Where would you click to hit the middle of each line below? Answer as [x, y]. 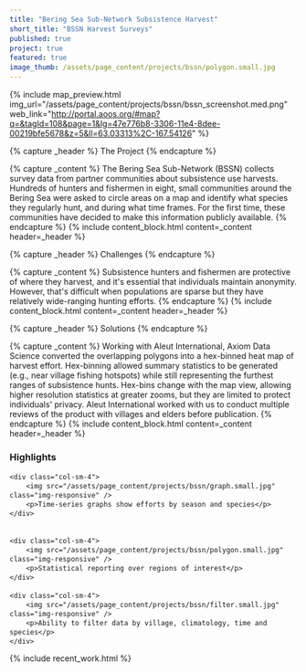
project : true [37, 48]
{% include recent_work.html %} [71, 658]
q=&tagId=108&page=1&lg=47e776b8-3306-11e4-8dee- [115, 124]
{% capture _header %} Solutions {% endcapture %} [109, 328]
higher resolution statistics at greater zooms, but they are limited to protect [150, 394]
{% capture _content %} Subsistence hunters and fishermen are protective [150, 272]
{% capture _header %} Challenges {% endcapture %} [112, 254]
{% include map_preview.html [65, 94]
